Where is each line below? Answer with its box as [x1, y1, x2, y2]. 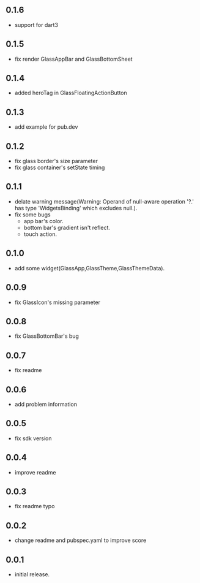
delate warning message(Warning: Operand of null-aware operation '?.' [14, 197, 194, 205]
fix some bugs [14, 211, 51, 218]
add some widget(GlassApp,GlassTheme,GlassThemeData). [14, 264, 165, 272]
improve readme [14, 468, 56, 476]
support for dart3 [14, 21, 59, 28]
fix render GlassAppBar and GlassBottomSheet [14, 55, 133, 63]
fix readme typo [14, 503, 55, 510]
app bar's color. [23, 217, 64, 224]
